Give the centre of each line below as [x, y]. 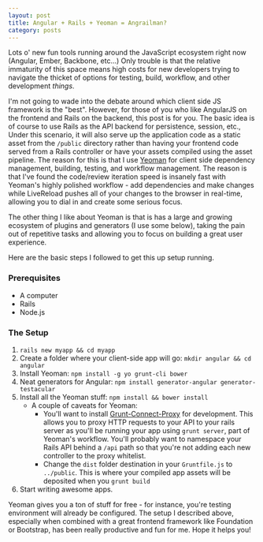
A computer [39, 295]
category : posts [35, 30]
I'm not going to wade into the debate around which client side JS [115, 101]
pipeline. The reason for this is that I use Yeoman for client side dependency [132, 160]
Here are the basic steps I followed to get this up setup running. [111, 258]
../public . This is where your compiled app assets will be [137, 472]
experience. [28, 242]
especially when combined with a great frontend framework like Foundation [131, 521]
